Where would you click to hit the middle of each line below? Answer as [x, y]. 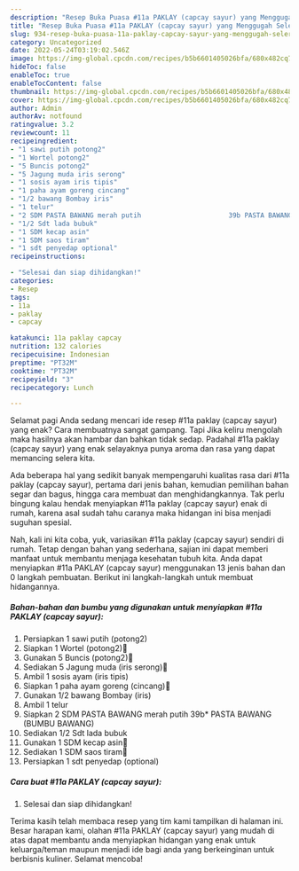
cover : [22, 100]
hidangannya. [35, 587]
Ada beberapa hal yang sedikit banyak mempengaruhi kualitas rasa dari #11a [150, 475]
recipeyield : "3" [42, 379]
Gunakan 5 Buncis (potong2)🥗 [78, 658]
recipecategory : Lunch [52, 388]
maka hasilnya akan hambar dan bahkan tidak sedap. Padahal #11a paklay [145, 439]
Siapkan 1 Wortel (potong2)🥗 [75, 648]
